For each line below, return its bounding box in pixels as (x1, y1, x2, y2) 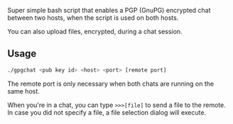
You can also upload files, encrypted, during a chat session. (7, 28, 183, 35)
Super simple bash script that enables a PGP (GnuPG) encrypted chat (7, 6, 211, 14)
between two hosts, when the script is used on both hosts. (7, 13, 179, 22)
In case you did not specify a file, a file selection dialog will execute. (7, 108, 207, 116)
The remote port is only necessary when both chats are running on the (7, 79, 215, 88)
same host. (7, 86, 40, 95)
